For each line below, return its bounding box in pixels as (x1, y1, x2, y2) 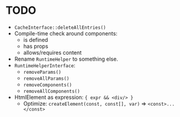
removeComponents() (23, 82, 73, 88)
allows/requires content (23, 49, 82, 56)
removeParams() (23, 69, 61, 75)
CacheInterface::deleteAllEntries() (14, 25, 106, 31)
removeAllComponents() (23, 88, 80, 94)
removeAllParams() (23, 76, 70, 82)
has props (23, 43, 49, 50)
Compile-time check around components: (14, 29, 118, 37)
